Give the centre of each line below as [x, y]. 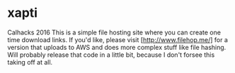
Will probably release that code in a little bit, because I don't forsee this [111, 55]
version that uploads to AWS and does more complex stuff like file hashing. [117, 47]
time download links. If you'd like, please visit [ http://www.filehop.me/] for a [118, 39]
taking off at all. [30, 62]
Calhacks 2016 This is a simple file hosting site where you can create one [114, 32]
